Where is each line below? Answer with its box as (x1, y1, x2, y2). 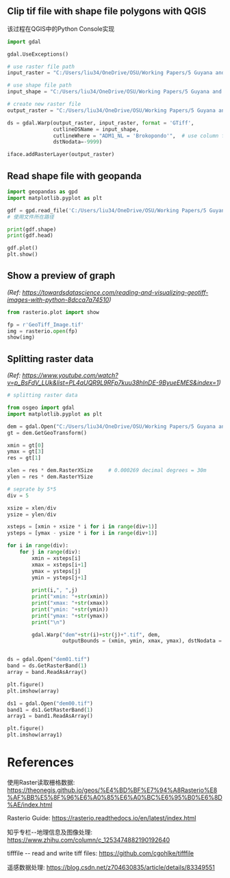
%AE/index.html (7, 800, 53, 809)
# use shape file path (7, 82, 72, 89)
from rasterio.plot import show (7, 308, 99, 315)
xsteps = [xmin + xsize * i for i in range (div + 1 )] (7, 524, 157, 530)
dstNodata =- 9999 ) (53, 139, 103, 146)
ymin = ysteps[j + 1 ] (31, 574, 88, 581)
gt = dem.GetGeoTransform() (7, 429, 88, 436)
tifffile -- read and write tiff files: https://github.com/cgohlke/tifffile (7, 848, 194, 857)
